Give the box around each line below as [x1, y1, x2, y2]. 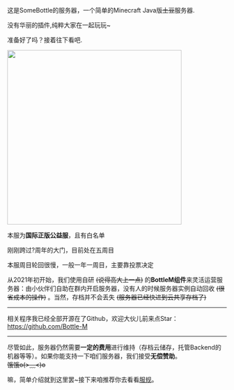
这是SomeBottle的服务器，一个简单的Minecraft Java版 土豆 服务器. [7, 6, 195, 14]
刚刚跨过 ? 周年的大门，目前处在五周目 [7, 246, 115, 254]
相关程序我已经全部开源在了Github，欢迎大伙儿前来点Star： [7, 315, 179, 322]
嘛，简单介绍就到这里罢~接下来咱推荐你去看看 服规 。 [7, 375, 158, 384]
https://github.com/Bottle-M [7, 322, 88, 330]
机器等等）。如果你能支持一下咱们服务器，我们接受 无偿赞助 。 [7, 352, 181, 360]
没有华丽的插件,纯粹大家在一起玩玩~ [7, 21, 111, 29]
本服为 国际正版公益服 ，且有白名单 [7, 231, 105, 239]
